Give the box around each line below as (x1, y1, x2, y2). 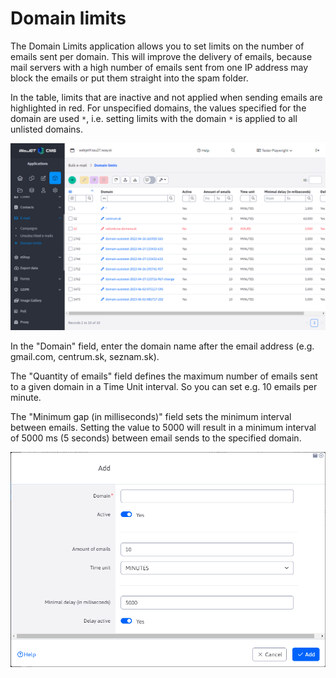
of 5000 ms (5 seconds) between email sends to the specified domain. (10, 432, 302, 444)
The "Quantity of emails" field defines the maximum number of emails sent (10, 370, 318, 382)
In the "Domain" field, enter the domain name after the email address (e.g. (10, 340, 315, 352)
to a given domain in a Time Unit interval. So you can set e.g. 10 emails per (10, 381, 318, 393)
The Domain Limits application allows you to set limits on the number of (10, 40, 305, 52)
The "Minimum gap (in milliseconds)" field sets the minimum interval (10, 411, 292, 423)
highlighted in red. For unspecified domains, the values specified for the (10, 102, 307, 114)
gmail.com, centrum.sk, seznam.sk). (10, 351, 160, 363)
